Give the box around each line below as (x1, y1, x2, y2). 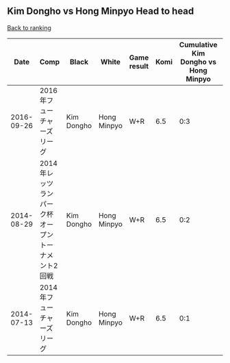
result (129, 61, 149, 71)
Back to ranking (7, 23, 51, 32)
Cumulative (179, 40, 218, 49)
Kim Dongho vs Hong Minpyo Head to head (7, 5, 194, 17)
